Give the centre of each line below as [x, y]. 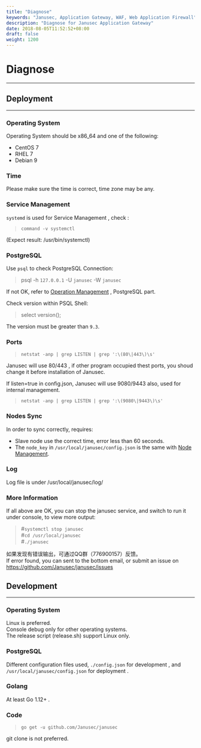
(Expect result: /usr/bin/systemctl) [48, 240]
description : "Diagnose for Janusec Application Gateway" [80, 23]
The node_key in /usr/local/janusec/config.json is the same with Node [103, 447]
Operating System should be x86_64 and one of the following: [82, 136]
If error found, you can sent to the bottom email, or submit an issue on [92, 561]
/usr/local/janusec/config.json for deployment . [68, 671]
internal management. [33, 390]
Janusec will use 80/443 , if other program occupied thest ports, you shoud [100, 366]
